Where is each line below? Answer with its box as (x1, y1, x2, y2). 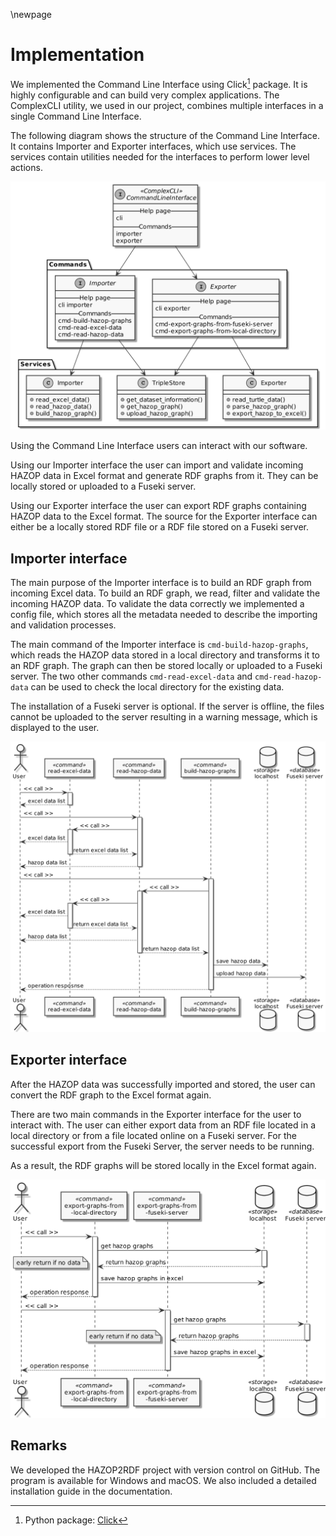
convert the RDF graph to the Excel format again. (10, 1089, 212, 1101)
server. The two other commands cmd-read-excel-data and (10, 670, 253, 683)
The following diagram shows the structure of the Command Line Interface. (10, 129, 321, 141)
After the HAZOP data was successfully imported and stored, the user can (10, 1078, 316, 1090)
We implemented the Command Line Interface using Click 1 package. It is (10, 76, 308, 90)
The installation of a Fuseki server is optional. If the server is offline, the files (10, 700, 325, 713)
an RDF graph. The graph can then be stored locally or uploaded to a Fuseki (10, 660, 323, 672)
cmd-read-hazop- (254, 672, 323, 683)
